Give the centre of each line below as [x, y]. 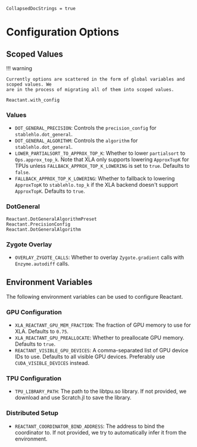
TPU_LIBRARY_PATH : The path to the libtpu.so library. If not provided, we [101, 391]
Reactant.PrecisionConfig [38, 224]
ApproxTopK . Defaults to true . [50, 191]
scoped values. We [29, 85]
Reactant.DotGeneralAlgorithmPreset [51, 219]
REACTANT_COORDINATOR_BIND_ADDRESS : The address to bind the [90, 426]
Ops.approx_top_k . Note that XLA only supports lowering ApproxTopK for [102, 160]
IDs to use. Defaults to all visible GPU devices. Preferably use [90, 357]
